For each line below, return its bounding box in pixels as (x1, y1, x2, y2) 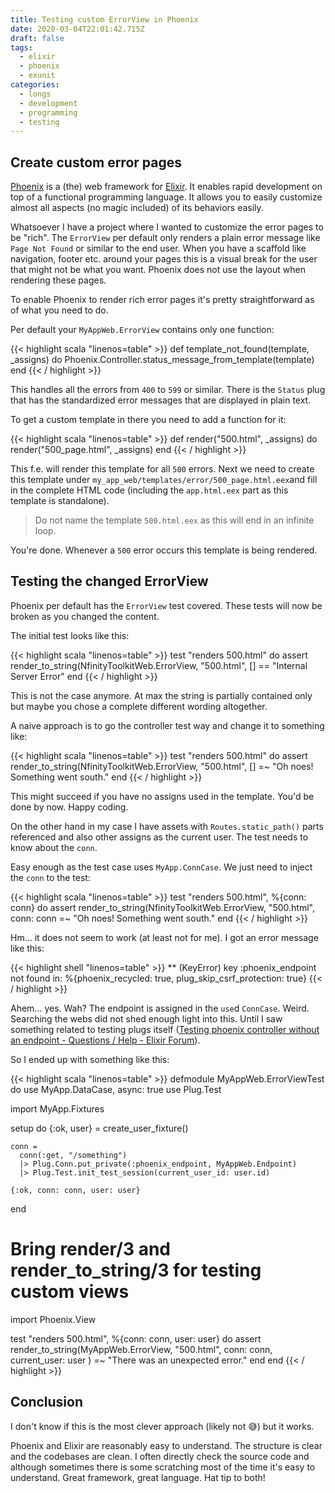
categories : (10, 80, 60, 90)
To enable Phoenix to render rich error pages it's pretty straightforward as (10, 294, 315, 306)
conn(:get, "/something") (19, 1150, 128, 1160)
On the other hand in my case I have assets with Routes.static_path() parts (10, 820, 324, 832)
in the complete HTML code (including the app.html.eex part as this (10, 484, 289, 496)
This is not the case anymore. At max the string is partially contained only (10, 689, 313, 701)
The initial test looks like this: (10, 629, 130, 641)
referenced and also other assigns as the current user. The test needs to (10, 831, 309, 843)
